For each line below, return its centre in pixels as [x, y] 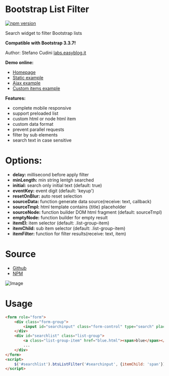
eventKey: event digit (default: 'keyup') [53, 191]
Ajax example [27, 83]
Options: [24, 161]
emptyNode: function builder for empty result [60, 217]
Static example [28, 77]
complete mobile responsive [42, 108]
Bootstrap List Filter [47, 9]
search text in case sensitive [42, 140]
